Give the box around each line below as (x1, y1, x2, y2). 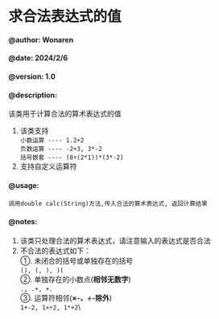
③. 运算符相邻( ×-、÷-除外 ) (19, 292, 113, 302)
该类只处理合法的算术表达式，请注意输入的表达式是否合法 (19, 235, 211, 245)
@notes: (8, 216, 38, 226)
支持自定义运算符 (19, 162, 77, 171)
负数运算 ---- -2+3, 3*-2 (19, 145, 102, 153)
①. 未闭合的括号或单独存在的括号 (19, 256, 134, 265)
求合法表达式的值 (8, 7, 122, 26)
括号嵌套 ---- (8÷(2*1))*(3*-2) (19, 153, 124, 162)
